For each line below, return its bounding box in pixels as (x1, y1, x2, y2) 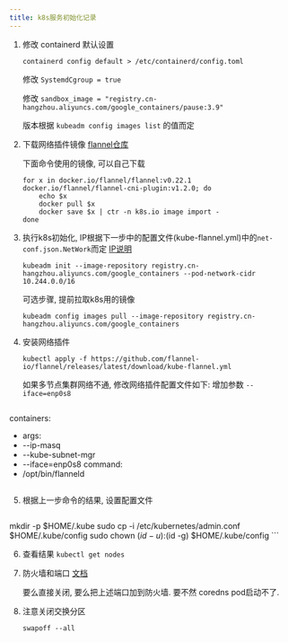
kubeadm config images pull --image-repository (22, 312, 204, 321)
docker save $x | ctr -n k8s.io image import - (39, 207, 220, 216)
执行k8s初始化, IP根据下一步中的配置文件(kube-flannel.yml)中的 (22, 232, 257, 242)
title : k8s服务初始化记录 (9, 13, 97, 22)
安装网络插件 (22, 336, 70, 347)
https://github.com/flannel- (91, 354, 200, 364)
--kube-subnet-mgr (22, 449, 96, 460)
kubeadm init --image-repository (22, 261, 148, 270)
